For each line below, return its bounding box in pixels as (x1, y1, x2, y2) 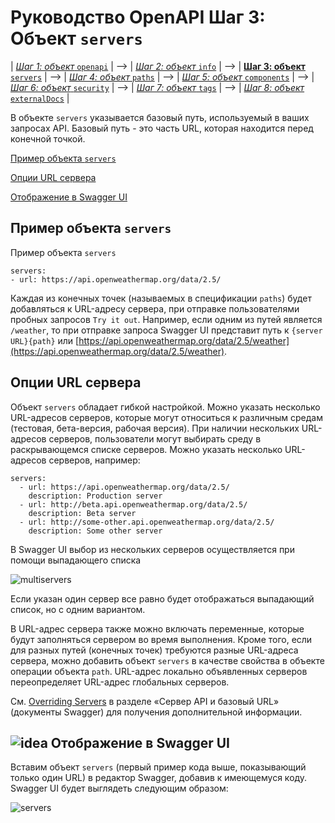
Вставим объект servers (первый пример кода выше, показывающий (10, 761, 307, 773)
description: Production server (28, 491, 163, 501)
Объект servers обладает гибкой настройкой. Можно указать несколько (10, 401, 321, 413)
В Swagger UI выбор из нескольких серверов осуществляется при (10, 543, 295, 555)
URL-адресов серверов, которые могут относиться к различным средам (10, 411, 323, 423)
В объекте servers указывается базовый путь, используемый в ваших (10, 111, 310, 123)
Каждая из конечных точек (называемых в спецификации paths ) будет (10, 292, 312, 304)
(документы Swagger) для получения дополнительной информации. (10, 706, 303, 718)
